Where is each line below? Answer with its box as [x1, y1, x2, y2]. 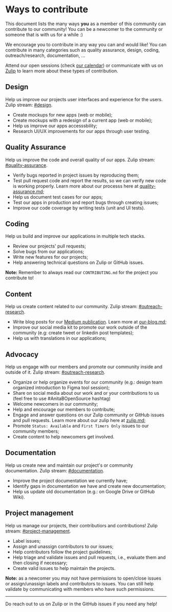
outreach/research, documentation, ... [5, 52, 85, 59]
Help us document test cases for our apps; [12, 194, 103, 200]
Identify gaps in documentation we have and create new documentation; [12, 483, 166, 489]
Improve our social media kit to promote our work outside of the [12, 324, 147, 331]
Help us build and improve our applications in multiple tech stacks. [5, 233, 146, 239]
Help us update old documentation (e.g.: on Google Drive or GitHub [12, 488, 155, 494]
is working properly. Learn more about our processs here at [12, 183, 139, 189]
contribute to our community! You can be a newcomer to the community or [5, 26, 163, 32]
